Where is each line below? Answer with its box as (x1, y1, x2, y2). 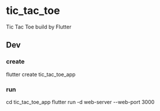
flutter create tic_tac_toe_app (6, 71, 76, 78)
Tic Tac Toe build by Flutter (6, 23, 72, 30)
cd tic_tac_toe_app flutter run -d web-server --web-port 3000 (6, 98, 155, 105)
